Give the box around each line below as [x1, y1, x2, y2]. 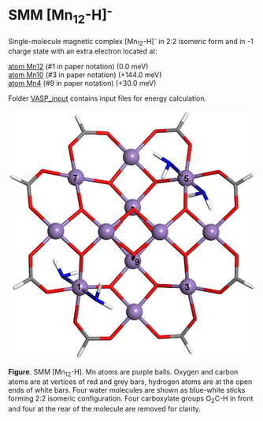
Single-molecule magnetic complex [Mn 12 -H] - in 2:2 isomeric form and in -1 [8, 35, 254, 48]
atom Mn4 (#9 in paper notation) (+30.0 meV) [8, 79, 157, 88]
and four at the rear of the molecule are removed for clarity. [8, 404, 201, 414]
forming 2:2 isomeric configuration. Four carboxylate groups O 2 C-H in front [8, 393, 254, 405]
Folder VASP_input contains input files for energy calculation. [8, 94, 207, 103]
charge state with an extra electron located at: [8, 46, 157, 56]
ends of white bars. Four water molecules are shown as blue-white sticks [8, 386, 246, 395]
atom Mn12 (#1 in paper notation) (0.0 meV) [8, 62, 149, 72]
